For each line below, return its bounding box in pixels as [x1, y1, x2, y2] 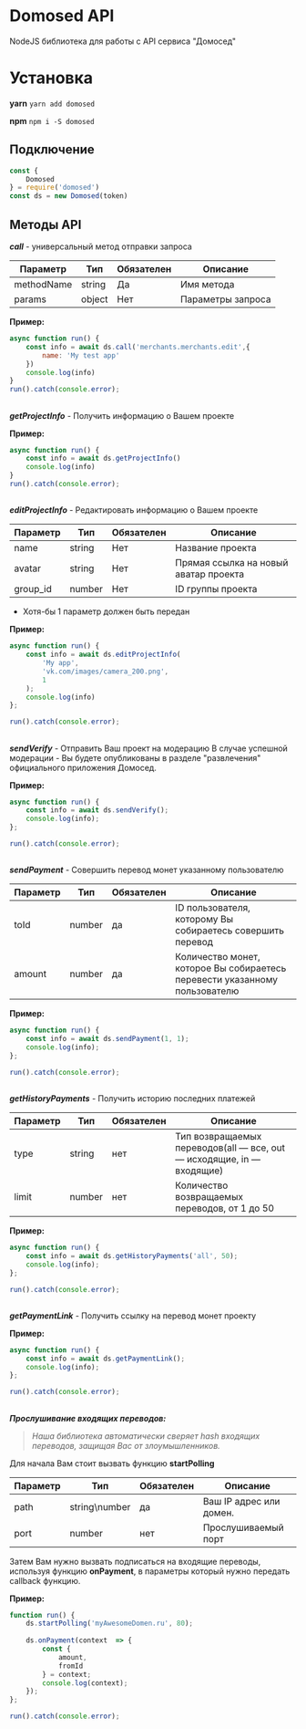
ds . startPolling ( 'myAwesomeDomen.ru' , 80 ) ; [25, 1619, 194, 1629]
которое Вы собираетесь [175, 962, 287, 974]
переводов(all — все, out [175, 1141, 285, 1154]
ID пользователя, [175, 901, 250, 914]
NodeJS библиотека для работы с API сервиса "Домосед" [9, 36, 237, 47]
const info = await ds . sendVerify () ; [25, 806, 169, 815]
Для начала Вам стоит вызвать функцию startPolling [9, 1457, 215, 1469]
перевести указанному [175, 974, 278, 986]
